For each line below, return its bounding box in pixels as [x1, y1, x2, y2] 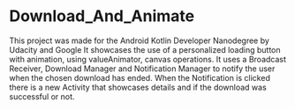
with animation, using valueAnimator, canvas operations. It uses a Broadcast [9, 54, 287, 64]
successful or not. [9, 91, 75, 102]
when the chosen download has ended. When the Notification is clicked [9, 72, 271, 83]
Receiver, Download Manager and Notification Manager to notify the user [9, 63, 276, 74]
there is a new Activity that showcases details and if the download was [9, 82, 267, 92]
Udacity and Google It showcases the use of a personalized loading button [9, 44, 281, 54]
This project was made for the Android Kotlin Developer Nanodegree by [9, 35, 269, 46]
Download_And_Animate [9, 6, 195, 26]
